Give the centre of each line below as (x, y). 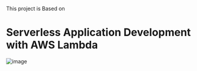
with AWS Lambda (52, 45)
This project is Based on (35, 9)
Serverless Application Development (98, 33)
